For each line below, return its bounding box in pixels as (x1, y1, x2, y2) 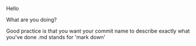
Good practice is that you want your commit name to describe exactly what (6, 27, 190, 34)
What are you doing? (6, 16, 58, 23)
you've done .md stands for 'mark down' (6, 34, 106, 40)
